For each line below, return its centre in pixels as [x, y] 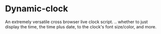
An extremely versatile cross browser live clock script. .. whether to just [76, 22]
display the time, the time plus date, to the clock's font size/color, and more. [81, 26]
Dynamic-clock [37, 9]
